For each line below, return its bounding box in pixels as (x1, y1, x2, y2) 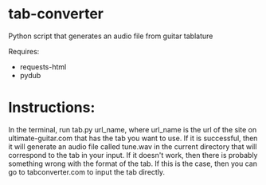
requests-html (19, 61, 67, 72)
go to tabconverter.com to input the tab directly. (8, 167, 166, 176)
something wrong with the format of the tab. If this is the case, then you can (8, 159, 257, 168)
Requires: (8, 46, 40, 56)
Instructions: (8, 99, 96, 116)
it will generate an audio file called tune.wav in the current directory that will (8, 141, 257, 152)
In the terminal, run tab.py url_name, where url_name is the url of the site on (8, 124, 257, 134)
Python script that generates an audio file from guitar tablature (8, 31, 213, 41)
